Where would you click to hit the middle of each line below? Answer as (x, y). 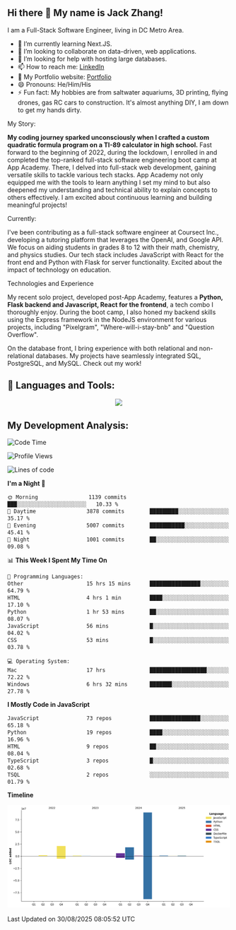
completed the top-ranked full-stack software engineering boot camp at (112, 160)
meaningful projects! (37, 205)
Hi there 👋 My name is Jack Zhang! (85, 13)
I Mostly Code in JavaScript (49, 705)
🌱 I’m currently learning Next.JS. (65, 44)
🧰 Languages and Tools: (61, 386)
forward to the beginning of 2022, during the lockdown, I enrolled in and (112, 152)
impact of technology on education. (59, 270)
